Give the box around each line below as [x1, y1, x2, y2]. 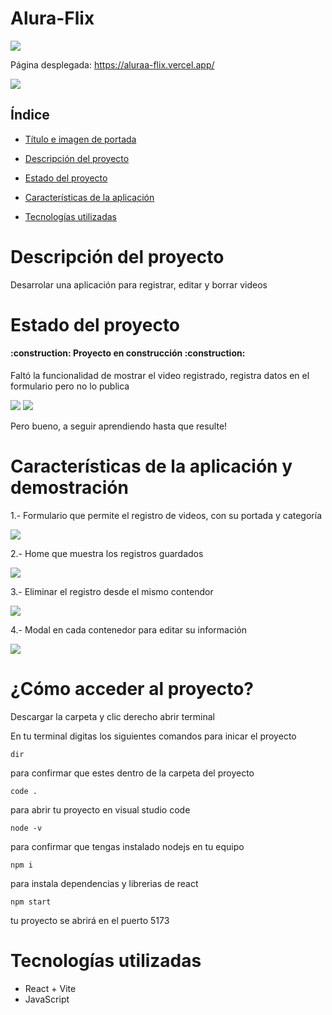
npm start [10, 897, 52, 907]
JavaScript [24, 993, 70, 1005]
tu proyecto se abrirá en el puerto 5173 [10, 914, 170, 926]
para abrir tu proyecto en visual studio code [10, 803, 191, 816]
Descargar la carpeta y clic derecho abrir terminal [10, 710, 215, 722]
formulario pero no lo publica [10, 380, 130, 392]
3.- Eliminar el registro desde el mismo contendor [10, 586, 214, 598]
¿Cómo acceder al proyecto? [10, 678, 254, 701]
